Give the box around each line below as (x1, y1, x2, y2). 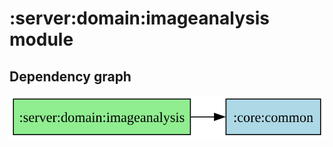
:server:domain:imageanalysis (9, 7, 270, 30)
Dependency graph (9, 68, 132, 85)
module (9, 28, 74, 51)
